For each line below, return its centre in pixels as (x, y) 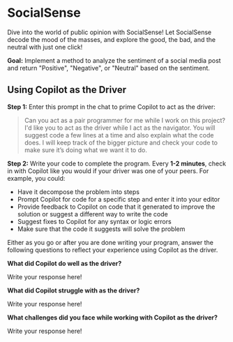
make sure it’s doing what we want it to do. (86, 150)
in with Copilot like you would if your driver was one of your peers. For (108, 171)
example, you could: (36, 178)
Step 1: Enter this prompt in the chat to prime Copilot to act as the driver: (112, 107)
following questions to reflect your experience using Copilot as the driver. (113, 250)
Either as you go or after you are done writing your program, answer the (111, 242)
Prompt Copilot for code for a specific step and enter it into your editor (119, 199)
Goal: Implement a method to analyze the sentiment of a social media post (114, 60)
